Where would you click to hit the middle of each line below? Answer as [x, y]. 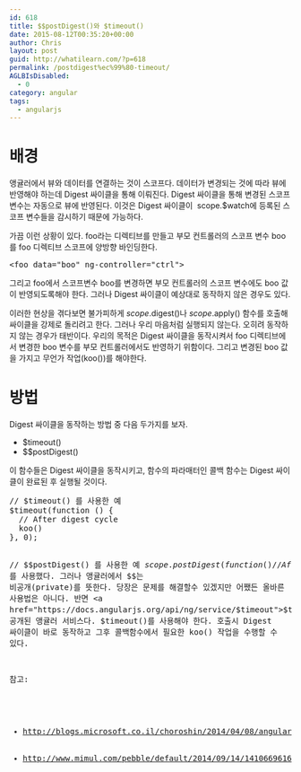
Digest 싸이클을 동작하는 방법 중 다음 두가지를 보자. [99, 425]
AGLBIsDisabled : [39, 76]
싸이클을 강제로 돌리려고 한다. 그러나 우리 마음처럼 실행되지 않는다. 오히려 [137, 325]
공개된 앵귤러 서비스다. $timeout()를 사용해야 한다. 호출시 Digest [141, 621]
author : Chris [36, 43]
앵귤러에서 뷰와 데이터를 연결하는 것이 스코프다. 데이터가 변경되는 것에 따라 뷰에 [148, 183]
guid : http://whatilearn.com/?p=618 [77, 59]
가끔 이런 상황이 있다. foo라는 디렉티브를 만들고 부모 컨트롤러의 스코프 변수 [140, 236]
